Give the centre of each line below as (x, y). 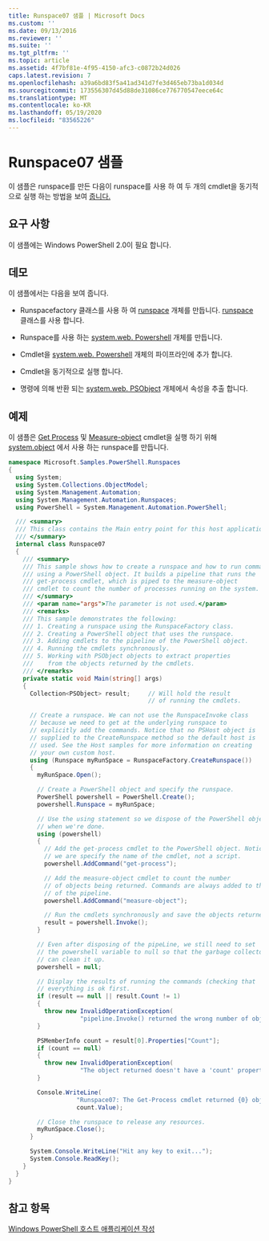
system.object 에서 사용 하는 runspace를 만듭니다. (88, 447)
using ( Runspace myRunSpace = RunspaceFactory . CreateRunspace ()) (141, 760)
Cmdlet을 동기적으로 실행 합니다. (71, 372)
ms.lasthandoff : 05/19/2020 (55, 113)
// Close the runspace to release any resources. (121, 1122)
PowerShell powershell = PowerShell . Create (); (116, 797)
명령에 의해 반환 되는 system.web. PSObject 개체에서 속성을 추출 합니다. (134, 389)
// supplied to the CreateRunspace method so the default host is (143, 738)
